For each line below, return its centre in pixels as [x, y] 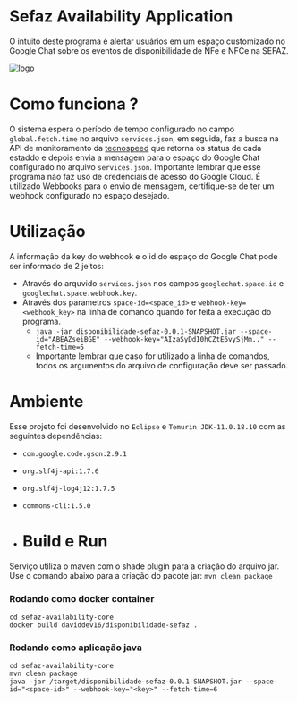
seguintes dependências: [56, 436]
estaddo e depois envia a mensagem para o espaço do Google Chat [135, 157]
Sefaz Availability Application [121, 17]
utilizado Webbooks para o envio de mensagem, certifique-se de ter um [142, 186]
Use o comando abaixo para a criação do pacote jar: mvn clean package [141, 575]
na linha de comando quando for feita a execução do [174, 311]
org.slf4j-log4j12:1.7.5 [68, 488]
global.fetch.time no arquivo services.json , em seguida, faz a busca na [144, 138]
